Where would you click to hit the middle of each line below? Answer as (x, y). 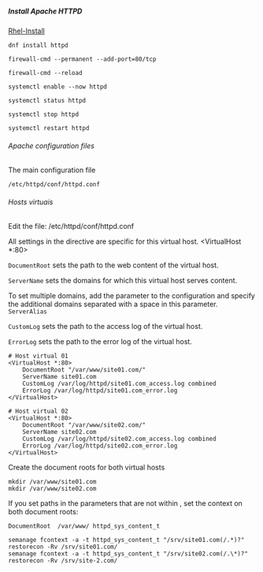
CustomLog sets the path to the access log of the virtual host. (106, 327)
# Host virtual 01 (38, 356)
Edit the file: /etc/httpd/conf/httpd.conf (71, 226)
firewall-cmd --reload (45, 73)
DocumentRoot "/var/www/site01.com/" (84, 370)
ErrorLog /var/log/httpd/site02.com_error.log (100, 446)
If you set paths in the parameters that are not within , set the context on (125, 503)
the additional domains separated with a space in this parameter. (113, 305)
